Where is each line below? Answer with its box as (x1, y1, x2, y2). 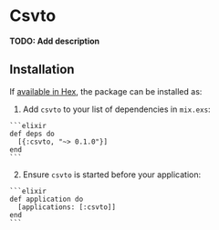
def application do (9, 195, 84, 204)
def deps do (9, 129, 55, 138)
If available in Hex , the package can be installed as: (9, 85, 203, 96)
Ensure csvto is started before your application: (22, 169, 202, 180)
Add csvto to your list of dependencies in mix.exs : (22, 104, 212, 115)
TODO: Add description (9, 35, 100, 46)
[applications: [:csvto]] (17, 202, 117, 212)
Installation (9, 62, 75, 77)
